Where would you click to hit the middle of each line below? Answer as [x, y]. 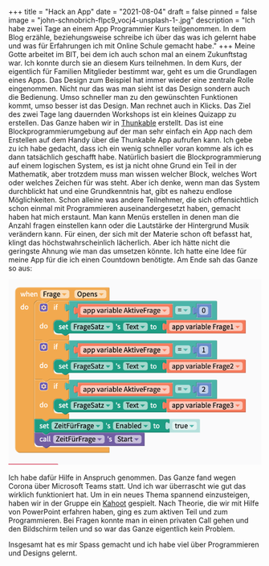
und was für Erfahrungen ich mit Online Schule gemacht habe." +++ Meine [132, 46]
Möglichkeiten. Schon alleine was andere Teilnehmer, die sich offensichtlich [133, 200]
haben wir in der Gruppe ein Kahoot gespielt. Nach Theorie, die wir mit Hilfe [134, 503]
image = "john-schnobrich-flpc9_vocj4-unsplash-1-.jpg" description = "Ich [132, 20]
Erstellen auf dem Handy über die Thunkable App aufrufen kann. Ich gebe [130, 140]
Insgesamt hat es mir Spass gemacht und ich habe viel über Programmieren [134, 545]
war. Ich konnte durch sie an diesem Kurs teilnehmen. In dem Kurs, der [125, 63]
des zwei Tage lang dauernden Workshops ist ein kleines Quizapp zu [122, 114]
